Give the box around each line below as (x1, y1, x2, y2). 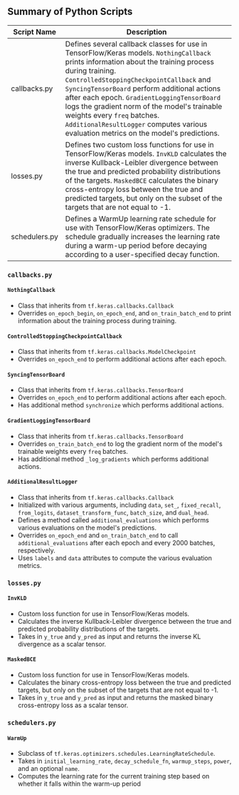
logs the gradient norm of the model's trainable (65, 101, 223, 111)
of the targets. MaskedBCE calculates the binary (65, 175, 218, 185)
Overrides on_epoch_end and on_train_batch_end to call (17, 531, 179, 540)
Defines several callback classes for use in (65, 39, 208, 49)
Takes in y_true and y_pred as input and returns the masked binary (17, 694, 213, 702)
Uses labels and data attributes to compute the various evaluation (17, 553, 212, 562)
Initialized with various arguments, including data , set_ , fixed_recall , (17, 500, 221, 509)
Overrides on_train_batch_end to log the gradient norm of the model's (17, 439, 223, 448)
